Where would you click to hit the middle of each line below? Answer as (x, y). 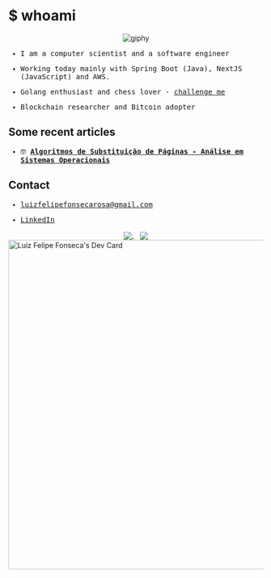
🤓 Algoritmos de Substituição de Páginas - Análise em (132, 151)
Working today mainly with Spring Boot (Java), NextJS (131, 68)
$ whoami (42, 16)
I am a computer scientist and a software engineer (125, 53)
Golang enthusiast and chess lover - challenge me (123, 92)
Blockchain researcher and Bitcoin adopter (108, 107)
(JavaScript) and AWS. (65, 76)
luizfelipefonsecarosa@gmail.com (87, 204)
